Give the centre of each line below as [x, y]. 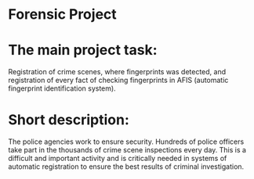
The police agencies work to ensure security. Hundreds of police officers [126, 141]
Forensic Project [63, 14]
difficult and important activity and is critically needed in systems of [118, 159]
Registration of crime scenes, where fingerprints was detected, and [117, 72]
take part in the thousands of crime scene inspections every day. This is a [127, 150]
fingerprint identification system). [62, 88]
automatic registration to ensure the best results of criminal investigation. [126, 166]
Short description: [69, 120]
